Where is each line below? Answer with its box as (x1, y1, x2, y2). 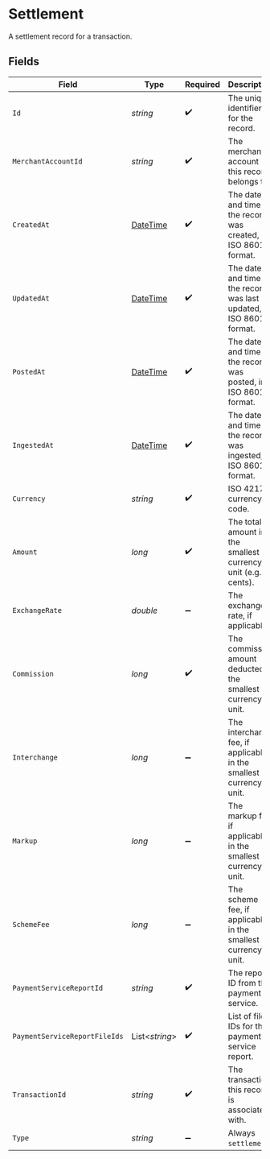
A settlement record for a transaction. (8, 31, 133, 41)
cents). (227, 577, 255, 588)
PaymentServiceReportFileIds (12, 1032, 124, 1041)
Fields (8, 55, 40, 68)
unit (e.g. (227, 566, 262, 577)
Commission (12, 669, 54, 678)
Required (184, 78, 221, 89)
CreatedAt (12, 220, 50, 230)
